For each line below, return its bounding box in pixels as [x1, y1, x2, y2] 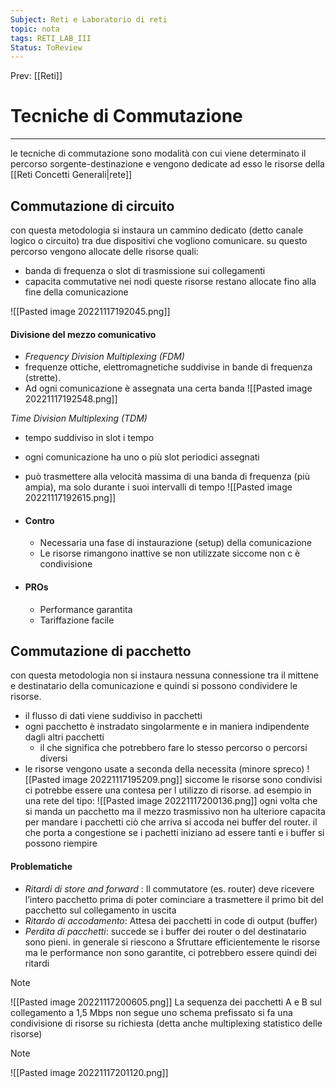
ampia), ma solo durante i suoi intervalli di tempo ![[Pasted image [24, 481, 293, 493]
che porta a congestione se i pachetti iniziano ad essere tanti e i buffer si [24, 827, 325, 839]
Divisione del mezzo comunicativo [10, 328, 157, 340]
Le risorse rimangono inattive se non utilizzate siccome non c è [39, 547, 301, 560]
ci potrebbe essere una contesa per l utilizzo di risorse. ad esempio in [24, 784, 312, 796]
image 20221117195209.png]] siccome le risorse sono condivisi [62, 774, 323, 786]
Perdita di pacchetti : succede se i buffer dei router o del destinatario [24, 925, 307, 937]
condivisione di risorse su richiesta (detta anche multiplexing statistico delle [10, 1017, 323, 1029]
